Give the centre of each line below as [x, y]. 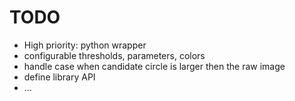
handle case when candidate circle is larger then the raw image [154, 66]
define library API [59, 77]
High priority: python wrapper [85, 45]
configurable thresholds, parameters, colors [114, 55]
